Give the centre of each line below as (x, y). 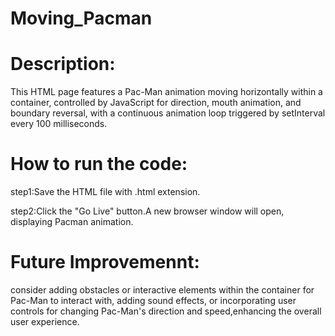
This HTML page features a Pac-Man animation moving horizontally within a (166, 92)
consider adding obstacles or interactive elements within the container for (162, 290)
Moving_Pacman (81, 18)
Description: (63, 64)
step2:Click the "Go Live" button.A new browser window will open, (147, 211)
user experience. (45, 321)
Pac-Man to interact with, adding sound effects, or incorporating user (153, 300)
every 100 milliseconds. (59, 124)
